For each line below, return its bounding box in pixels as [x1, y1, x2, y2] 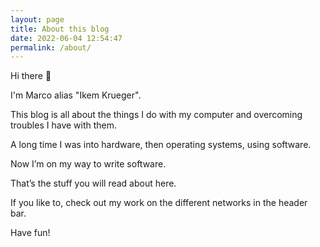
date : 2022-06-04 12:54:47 [10, 33, 123, 43]
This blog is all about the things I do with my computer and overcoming [10, 109, 303, 121]
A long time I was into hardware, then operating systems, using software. [10, 139, 312, 151]
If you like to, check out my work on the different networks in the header [10, 197, 308, 209]
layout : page [10, 14, 65, 25]
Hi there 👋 [10, 70, 52, 82]
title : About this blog [10, 24, 110, 34]
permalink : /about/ [10, 42, 92, 53]
